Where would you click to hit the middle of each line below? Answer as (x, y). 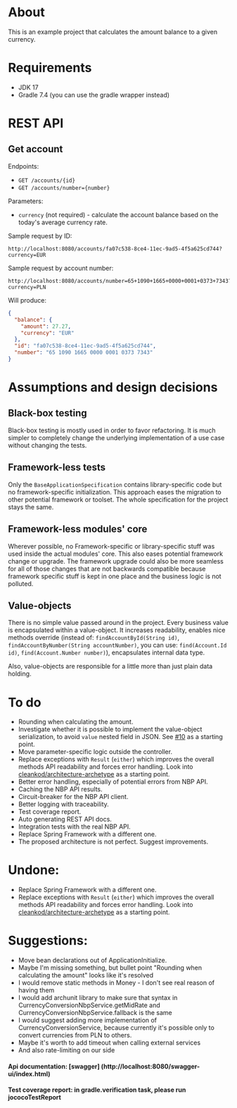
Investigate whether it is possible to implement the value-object (110, 729)
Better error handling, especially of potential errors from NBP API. (113, 782)
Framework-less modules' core (78, 529)
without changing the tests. (47, 445)
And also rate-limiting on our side (66, 1050)
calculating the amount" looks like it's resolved (86, 975)
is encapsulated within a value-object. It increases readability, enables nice (117, 630)
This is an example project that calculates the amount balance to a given (113, 32)
